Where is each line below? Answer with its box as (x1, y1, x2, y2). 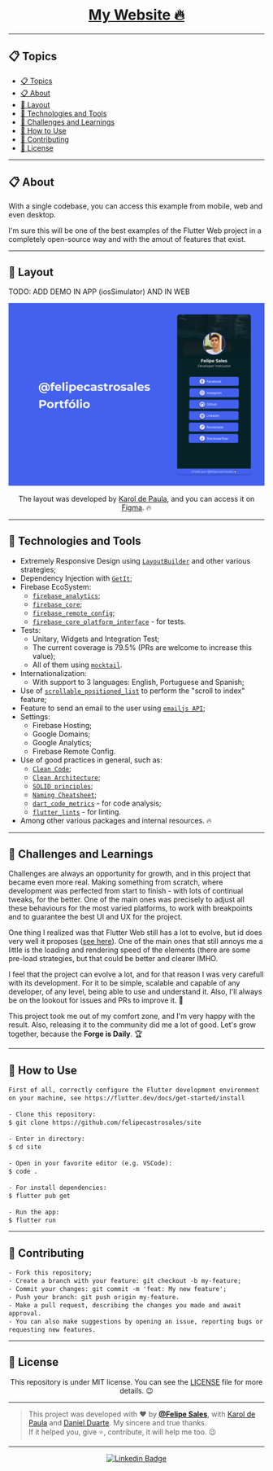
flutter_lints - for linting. (32, 806, 122, 816)
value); (32, 651, 56, 661)
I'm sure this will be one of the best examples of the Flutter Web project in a (8, 226, 262, 235)
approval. (8, 1309, 42, 1317)
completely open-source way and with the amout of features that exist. (8, 234, 246, 244)
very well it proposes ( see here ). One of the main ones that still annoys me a (8, 937, 263, 946)
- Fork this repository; (8, 1268, 93, 1276)
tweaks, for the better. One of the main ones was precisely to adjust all (8, 894, 245, 905)
